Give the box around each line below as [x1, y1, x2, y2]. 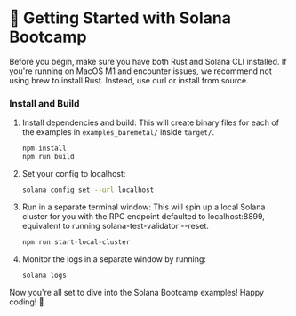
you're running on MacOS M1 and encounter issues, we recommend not [9, 66, 273, 76]
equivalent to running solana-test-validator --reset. [21, 220, 209, 231]
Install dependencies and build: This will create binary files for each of [21, 117, 280, 128]
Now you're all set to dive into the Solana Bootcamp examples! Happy [9, 287, 265, 297]
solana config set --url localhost [21, 186, 155, 194]
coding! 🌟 [9, 296, 44, 307]
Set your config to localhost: [21, 168, 126, 178]
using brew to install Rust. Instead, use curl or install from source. [9, 75, 249, 85]
